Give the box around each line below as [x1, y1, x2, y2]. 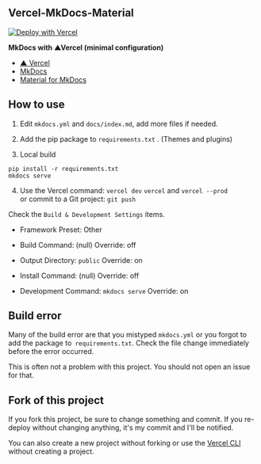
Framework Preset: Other [19, 225, 102, 234]
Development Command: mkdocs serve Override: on [19, 286, 189, 295]
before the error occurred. [8, 347, 94, 356]
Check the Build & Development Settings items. [8, 209, 165, 219]
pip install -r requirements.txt [8, 165, 119, 173]
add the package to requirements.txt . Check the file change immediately [8, 338, 250, 348]
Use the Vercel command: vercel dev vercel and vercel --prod [19, 185, 228, 195]
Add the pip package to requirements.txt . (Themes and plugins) [19, 134, 232, 143]
